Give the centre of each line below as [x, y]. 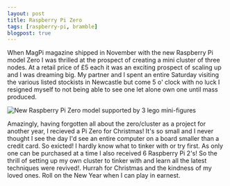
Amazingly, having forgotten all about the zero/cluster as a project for [107, 124]
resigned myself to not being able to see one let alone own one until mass [113, 90]
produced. [22, 97]
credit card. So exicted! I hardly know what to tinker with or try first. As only [115, 146]
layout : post [26, 14]
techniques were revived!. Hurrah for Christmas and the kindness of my [109, 168]
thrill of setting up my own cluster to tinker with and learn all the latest [107, 161]
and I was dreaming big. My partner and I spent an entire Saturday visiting [113, 75]
